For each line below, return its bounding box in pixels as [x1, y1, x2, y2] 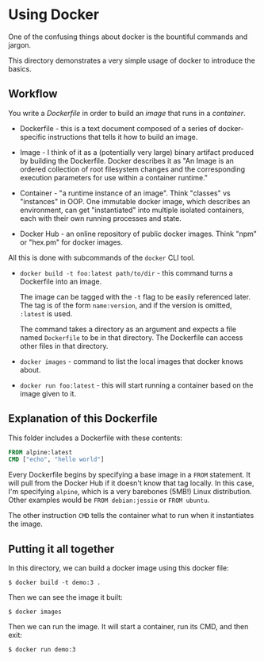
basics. [8, 64, 32, 73]
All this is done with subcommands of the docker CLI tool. [8, 253, 196, 262]
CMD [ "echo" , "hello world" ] [8, 455, 105, 464]
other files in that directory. [19, 341, 109, 350]
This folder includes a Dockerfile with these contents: [8, 433, 182, 443]
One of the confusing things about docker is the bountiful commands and [8, 32, 248, 41]
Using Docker [8, 6, 100, 24]
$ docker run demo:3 [8, 646, 77, 654]
